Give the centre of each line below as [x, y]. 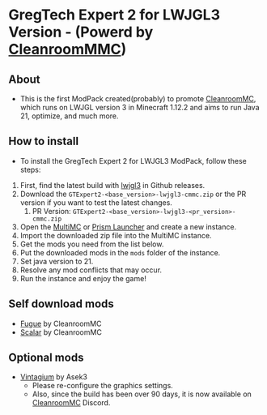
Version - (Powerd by [81, 32]
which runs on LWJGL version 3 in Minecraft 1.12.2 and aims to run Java [140, 107]
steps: [30, 169]
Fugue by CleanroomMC [61, 323]
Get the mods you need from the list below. [92, 244]
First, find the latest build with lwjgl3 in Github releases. [112, 185]
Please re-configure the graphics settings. [103, 386]
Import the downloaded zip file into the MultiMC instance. [116, 235]
